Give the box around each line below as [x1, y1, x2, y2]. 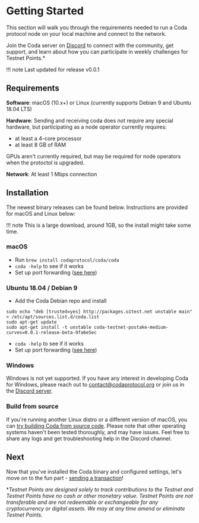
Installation [6, 188, 49, 198]
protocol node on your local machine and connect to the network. [6, 30, 167, 37]
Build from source [6, 402, 59, 410]
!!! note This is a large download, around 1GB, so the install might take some [6, 222, 191, 229]
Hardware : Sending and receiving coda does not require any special [6, 117, 173, 124]
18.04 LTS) [6, 105, 33, 113]
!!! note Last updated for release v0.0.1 [6, 66, 100, 73]
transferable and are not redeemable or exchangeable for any [6, 499, 159, 506]
